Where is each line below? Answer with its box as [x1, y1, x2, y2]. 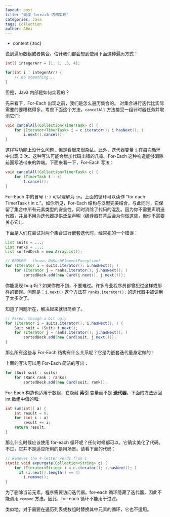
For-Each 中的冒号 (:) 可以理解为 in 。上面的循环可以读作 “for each [5, 193, 146, 199]
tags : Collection [5, 21, 42, 27]
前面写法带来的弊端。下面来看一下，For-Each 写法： [5, 159, 114, 165]
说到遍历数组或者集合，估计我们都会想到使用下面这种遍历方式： [5, 51, 138, 57]
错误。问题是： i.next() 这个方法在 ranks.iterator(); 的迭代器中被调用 [14, 289, 163, 295]
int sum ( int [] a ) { [5, 406, 47, 411]
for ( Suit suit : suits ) [5, 370, 58, 375]
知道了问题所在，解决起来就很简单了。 [5, 305, 85, 312]
